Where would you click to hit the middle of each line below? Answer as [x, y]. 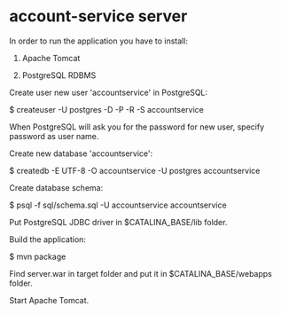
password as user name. [54, 136]
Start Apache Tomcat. [49, 300]
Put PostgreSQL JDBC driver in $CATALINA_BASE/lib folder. [118, 222]
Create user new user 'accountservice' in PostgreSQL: [109, 92]
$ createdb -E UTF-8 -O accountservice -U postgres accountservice [135, 170]
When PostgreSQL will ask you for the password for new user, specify [137, 127]
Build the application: [48, 239]
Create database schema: [56, 187]
